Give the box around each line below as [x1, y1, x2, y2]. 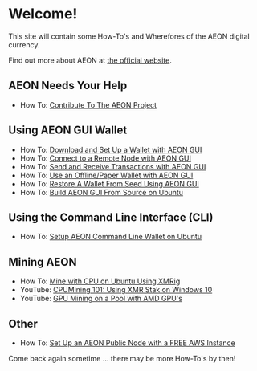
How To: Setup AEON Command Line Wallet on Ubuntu [19, 232, 202, 242]
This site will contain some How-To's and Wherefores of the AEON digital [8, 31, 251, 41]
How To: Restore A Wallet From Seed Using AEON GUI [19, 178, 199, 189]
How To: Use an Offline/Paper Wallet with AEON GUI [19, 170, 194, 180]
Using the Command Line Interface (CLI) [8, 210, 214, 224]
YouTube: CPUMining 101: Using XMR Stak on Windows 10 [19, 285, 213, 295]
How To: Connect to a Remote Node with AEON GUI [19, 153, 191, 163]
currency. [8, 39, 40, 49]
